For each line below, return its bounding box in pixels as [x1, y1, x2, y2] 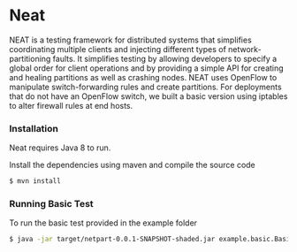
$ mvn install [9, 177, 62, 186]
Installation [9, 122, 59, 134]
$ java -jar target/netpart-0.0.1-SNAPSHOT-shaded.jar [9, 235, 216, 244]
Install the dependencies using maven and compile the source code [9, 160, 256, 171]
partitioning [9, 53, 51, 64]
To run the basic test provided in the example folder [9, 218, 197, 228]
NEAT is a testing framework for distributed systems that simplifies [9, 34, 252, 45]
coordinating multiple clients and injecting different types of [9, 43, 227, 54]
